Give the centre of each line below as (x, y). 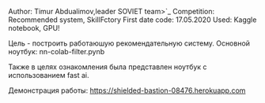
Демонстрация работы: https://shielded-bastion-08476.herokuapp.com (127, 90)
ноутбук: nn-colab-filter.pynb (57, 51)
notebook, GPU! (34, 28)
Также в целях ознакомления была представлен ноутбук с (108, 67)
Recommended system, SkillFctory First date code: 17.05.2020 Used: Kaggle (132, 20)
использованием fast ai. (49, 75)
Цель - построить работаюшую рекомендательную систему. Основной (129, 43)
